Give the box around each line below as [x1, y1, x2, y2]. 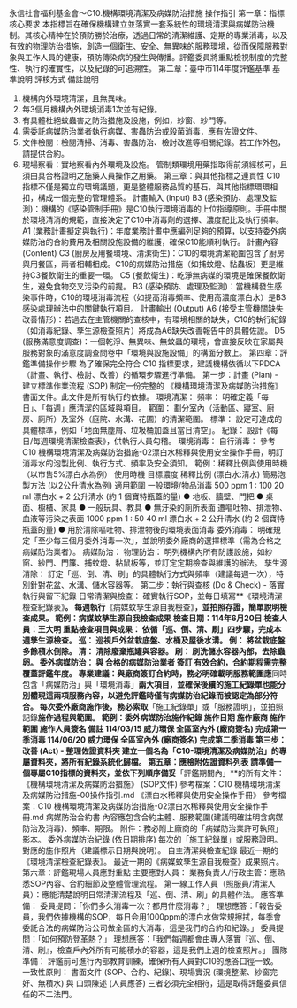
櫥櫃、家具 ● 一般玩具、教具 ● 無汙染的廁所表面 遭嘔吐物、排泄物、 [37, 503, 288, 512]
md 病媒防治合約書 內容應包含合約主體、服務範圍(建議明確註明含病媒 [32, 812, 284, 822]
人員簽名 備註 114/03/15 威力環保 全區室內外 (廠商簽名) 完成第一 [55, 724, 287, 734]
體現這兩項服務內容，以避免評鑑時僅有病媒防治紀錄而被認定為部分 [29, 690, 270, 701]
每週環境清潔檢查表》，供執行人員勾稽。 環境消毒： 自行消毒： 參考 [32, 436, 276, 446]
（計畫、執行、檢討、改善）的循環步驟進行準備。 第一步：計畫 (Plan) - [21, 370, 278, 380]
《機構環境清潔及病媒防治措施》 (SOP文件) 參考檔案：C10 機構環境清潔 [21, 779, 281, 789]
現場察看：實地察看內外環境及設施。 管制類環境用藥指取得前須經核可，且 [21, 159, 288, 170]
